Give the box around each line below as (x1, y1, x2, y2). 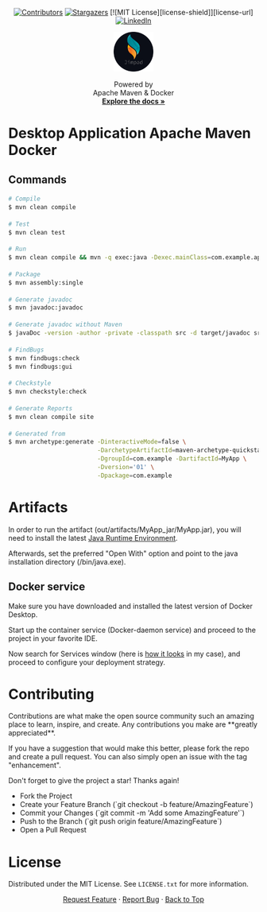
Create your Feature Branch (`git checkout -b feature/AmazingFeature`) (19, 800, 253, 809)
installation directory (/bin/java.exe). (8, 557, 126, 566)
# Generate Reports (8, 404, 73, 413)
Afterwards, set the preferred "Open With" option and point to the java (8, 549, 238, 558)
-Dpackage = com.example (96, 472, 172, 479)
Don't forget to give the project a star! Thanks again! (8, 776, 180, 786)
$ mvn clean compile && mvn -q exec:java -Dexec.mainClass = (8, 254, 212, 262)
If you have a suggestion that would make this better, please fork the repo (8, 743, 250, 753)
